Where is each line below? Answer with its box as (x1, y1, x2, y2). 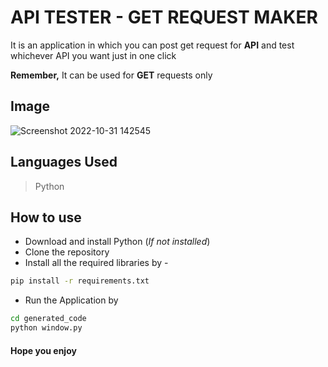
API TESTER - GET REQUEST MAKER (10, 6, 318, 29)
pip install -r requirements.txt (10, 276, 150, 286)
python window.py (10, 323, 83, 333)
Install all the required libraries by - (24, 257, 169, 269)
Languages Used (10, 154, 118, 171)
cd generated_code (10, 314, 87, 324)
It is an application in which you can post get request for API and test (10, 39, 295, 51)
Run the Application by (24, 294, 119, 306)
